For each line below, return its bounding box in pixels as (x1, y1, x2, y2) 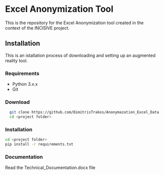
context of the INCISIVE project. (5, 25, 70, 31)
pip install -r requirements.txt (5, 142, 74, 147)
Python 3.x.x (12, 81, 38, 87)
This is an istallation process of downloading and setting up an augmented (5, 52, 156, 58)
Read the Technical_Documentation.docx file (5, 165, 96, 171)
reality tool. (5, 58, 28, 64)
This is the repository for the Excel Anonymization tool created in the (5, 20, 144, 26)
